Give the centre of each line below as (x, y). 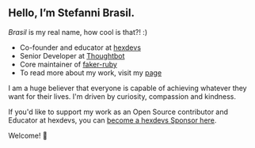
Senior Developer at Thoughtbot (72, 55)
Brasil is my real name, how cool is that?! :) (78, 32)
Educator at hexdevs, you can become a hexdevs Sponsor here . (112, 120)
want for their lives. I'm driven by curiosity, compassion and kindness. (122, 96)
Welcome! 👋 (28, 135)
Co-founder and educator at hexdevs (80, 47)
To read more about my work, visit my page (91, 72)
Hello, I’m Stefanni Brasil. (71, 13)
